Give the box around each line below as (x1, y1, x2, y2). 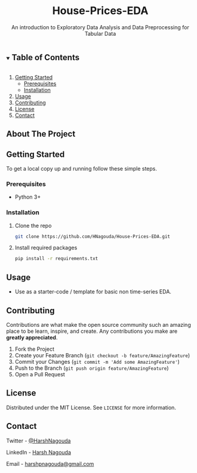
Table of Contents (11, 52, 79, 63)
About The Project (6, 129, 76, 139)
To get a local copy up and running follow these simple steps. (6, 165, 157, 172)
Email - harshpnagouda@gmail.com (6, 460, 94, 467)
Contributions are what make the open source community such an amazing (6, 321, 191, 328)
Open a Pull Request (14, 370, 66, 378)
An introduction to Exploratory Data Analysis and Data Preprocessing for (11, 23, 189, 30)
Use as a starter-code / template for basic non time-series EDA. (14, 288, 172, 295)
